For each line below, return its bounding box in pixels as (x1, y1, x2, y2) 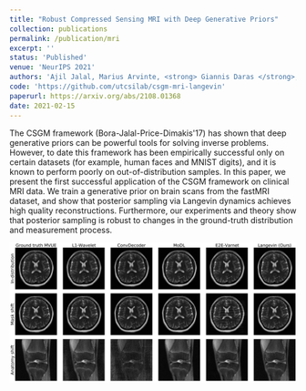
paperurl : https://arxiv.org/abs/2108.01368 (9, 91, 181, 100)
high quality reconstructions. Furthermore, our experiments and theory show (9, 205, 297, 216)
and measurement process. (9, 224, 113, 235)
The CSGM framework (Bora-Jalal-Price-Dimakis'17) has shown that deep (9, 128, 287, 139)
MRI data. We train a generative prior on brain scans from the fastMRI (9, 185, 270, 196)
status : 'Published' (9, 53, 88, 63)
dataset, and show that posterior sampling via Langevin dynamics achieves (9, 195, 291, 206)
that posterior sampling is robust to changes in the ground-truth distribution (9, 214, 293, 225)
